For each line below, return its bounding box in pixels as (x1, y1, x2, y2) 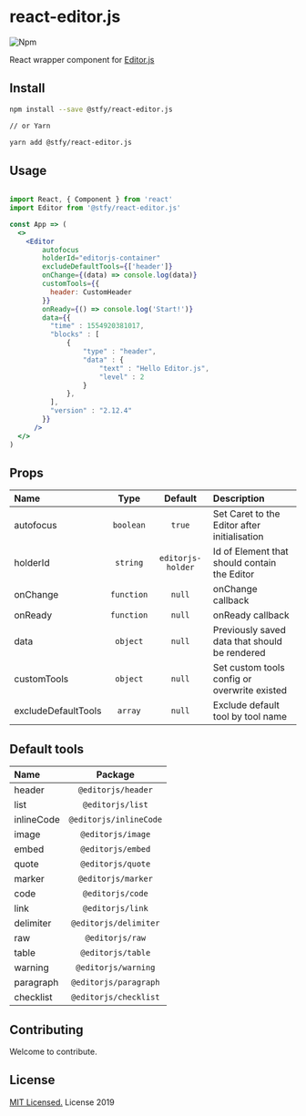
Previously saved (212, 624, 287, 637)
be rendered (212, 647, 266, 660)
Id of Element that (212, 545, 289, 558)
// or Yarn (9, 121, 51, 130)
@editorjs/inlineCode (68, 814, 162, 825)
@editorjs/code (82, 888, 148, 899)
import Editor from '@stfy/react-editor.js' (9, 203, 181, 213)
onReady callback (212, 609, 290, 621)
